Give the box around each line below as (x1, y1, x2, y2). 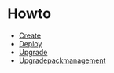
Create (18, 31, 41, 40)
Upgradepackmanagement (18, 56, 106, 65)
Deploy (18, 38, 42, 48)
